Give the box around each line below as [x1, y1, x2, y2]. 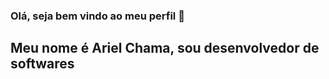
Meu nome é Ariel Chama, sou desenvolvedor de [10, 40, 320, 57]
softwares [10, 55, 75, 73]
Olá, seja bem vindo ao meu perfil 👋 [10, 9, 185, 23]
